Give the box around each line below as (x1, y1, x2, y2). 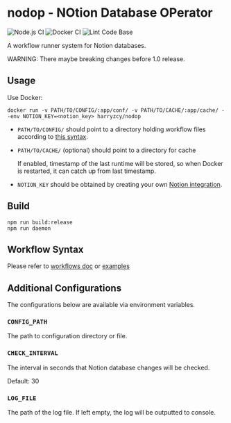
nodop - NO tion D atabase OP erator (7, 5, 213, 21)
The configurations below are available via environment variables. (7, 301, 196, 309)
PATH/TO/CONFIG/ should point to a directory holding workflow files (17, 125, 206, 133)
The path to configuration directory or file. (7, 332, 128, 340)
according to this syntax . (17, 132, 88, 140)
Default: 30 (7, 376, 40, 385)
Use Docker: (7, 93, 43, 101)
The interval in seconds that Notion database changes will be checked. (7, 363, 210, 372)
